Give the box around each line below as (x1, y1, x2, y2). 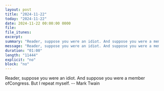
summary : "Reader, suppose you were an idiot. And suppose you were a (5, 39, 152, 44)
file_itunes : (5, 30, 32, 35)
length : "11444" (5, 52, 38, 58)
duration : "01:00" (5, 48, 42, 53)
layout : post (5, 7, 32, 12)
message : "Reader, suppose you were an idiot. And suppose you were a (5, 44, 152, 48)
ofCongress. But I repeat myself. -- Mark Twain (5, 80, 100, 86)
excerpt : (5, 35, 23, 40)
